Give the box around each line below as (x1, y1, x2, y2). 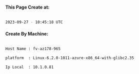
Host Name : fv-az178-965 (5, 46, 61, 52)
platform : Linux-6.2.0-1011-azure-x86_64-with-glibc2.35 (5, 56, 134, 61)
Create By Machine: (5, 30, 49, 36)
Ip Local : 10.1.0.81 (5, 65, 54, 70)
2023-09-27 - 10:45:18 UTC (5, 20, 63, 25)
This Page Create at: (5, 4, 50, 10)
